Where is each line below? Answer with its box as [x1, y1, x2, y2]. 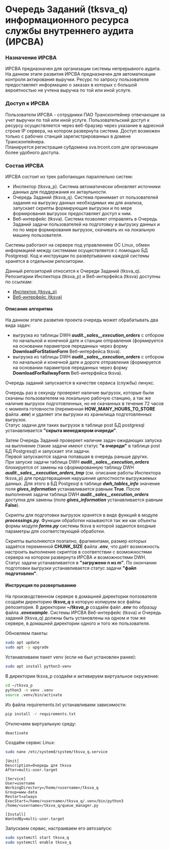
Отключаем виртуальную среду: [5, 720, 77, 726]
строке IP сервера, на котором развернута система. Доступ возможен [5, 128, 160, 134]
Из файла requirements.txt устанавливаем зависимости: [5, 702, 127, 708]
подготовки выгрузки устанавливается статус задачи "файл [5, 565, 137, 571]
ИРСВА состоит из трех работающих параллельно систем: [5, 174, 133, 180]
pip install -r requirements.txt [5, 711, 76, 716]
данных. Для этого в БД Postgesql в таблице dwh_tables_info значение [5, 480, 160, 487]
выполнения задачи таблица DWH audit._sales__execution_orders [5, 492, 149, 498]
